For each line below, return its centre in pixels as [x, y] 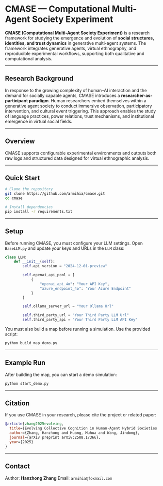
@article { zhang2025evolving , [34, 424]
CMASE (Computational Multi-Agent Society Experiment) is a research [77, 33]
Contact [17, 466]
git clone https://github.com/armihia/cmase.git [55, 194]
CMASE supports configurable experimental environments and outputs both [81, 153]
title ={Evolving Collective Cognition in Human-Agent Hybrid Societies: [84, 429]
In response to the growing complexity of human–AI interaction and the [76, 90]
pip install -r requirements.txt [39, 211]
